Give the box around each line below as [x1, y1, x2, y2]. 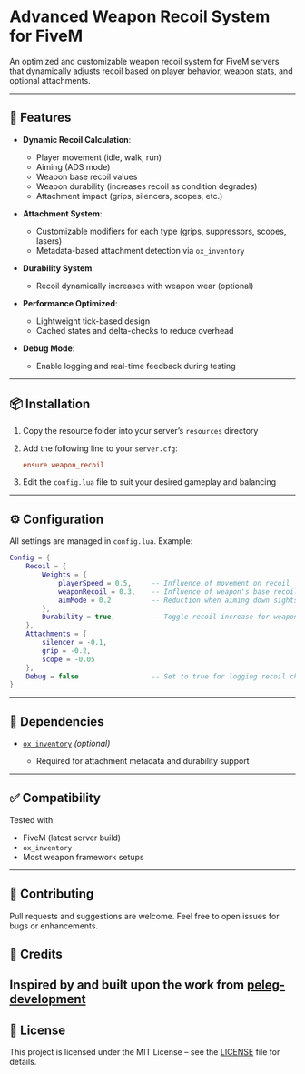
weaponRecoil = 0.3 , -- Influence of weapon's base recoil [57, 587, 299, 597]
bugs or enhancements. [9, 920, 98, 931]
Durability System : [22, 262, 95, 274]
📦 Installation [9, 396, 91, 412]
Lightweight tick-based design [35, 316, 151, 326]
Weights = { [42, 570, 88, 579]
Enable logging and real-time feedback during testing [35, 360, 236, 371]
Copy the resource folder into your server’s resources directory [22, 425, 259, 436]
